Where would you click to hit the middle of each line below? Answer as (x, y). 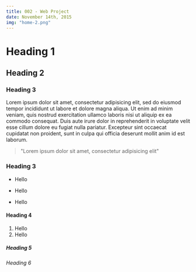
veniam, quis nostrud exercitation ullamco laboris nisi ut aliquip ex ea (89, 115)
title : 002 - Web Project (37, 11)
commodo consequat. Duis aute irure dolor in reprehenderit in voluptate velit (98, 121)
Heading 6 (19, 263)
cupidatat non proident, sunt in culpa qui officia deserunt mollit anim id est (96, 134)
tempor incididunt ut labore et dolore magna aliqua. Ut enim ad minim (90, 108)
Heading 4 (19, 215)
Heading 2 (25, 73)
